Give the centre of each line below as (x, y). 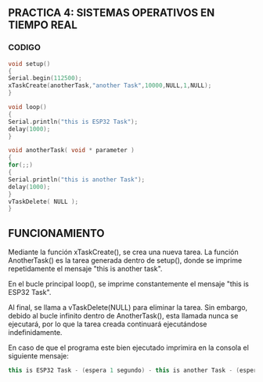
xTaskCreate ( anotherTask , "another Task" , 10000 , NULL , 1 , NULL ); (110, 85)
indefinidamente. (35, 333)
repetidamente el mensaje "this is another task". (85, 269)
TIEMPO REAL (43, 25)
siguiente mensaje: (38, 356)
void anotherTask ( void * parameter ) (71, 151)
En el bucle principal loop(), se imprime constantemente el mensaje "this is (128, 284)
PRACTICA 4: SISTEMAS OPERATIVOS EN (112, 13)
